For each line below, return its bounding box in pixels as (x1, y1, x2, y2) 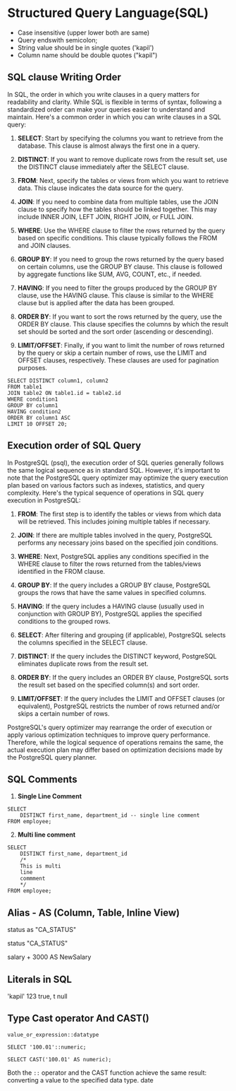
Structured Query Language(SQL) (7, 5, 209, 21)
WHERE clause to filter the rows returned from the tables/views (17, 560, 201, 568)
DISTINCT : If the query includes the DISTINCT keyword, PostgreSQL (17, 651, 217, 660)
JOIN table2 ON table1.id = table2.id (7, 389, 121, 396)
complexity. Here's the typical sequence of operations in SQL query (7, 488, 204, 497)
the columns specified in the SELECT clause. (17, 638, 148, 647)
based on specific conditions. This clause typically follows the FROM (17, 233, 218, 242)
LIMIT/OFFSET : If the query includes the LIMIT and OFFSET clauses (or (17, 694, 225, 702)
